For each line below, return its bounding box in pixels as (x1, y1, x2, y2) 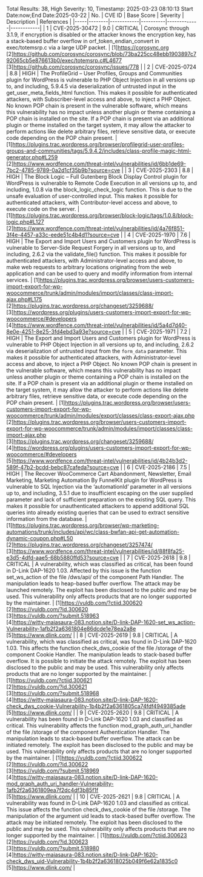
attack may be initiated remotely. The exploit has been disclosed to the (6, 819, 183, 826)
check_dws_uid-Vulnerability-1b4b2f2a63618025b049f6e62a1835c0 (6, 858, 178, 865)
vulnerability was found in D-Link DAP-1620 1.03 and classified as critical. (6, 799, 190, 806)
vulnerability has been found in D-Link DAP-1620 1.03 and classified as (6, 715, 183, 723)
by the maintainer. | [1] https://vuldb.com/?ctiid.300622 (6, 754, 142, 762)
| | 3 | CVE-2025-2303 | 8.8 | (121, 167, 194, 174)
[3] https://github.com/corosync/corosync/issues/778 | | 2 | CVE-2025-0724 (6, 63, 197, 71)
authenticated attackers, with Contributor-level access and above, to (6, 199, 178, 206)
